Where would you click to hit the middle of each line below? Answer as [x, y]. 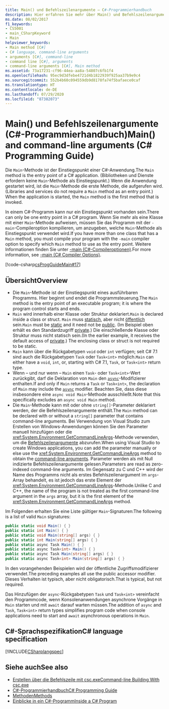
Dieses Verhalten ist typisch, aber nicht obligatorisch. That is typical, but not [83, 579]
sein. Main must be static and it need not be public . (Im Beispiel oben [83, 325]
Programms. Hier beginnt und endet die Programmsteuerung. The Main [85, 298]
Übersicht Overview [36, 280]
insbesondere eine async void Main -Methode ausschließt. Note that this [87, 394]
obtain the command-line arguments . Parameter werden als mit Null [83, 459]
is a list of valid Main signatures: [38, 517]
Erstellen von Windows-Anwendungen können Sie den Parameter [80, 426]
